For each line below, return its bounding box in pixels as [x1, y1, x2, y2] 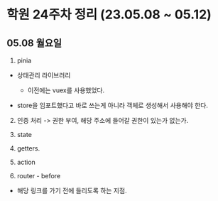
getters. [16, 144, 40, 153]
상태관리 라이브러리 [16, 71, 71, 79]
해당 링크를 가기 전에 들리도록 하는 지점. [16, 186, 127, 195]
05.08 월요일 [6, 37, 62, 49]
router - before [16, 172, 61, 180]
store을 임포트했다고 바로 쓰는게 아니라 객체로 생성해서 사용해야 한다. [16, 101, 209, 109]
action [16, 158, 36, 166]
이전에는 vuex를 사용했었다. [27, 86, 104, 94]
